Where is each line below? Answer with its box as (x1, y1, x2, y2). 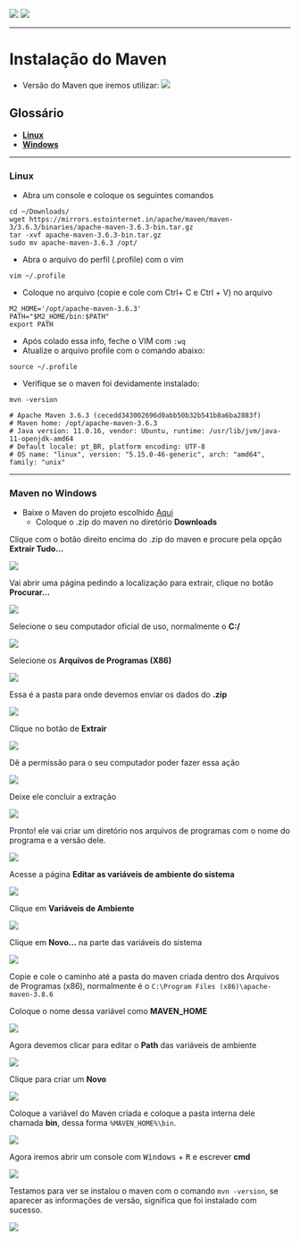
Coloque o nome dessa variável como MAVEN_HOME (9, 1006, 208, 1017)
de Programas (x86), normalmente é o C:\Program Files (9, 981, 216, 992)
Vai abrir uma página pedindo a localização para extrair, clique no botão (9, 577, 274, 589)
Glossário (9, 105, 64, 121)
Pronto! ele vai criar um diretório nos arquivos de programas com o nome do (9, 826, 290, 836)
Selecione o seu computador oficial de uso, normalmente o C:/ (9, 621, 241, 632)
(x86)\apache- (219, 983, 272, 992)
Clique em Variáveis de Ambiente (9, 903, 135, 914)
